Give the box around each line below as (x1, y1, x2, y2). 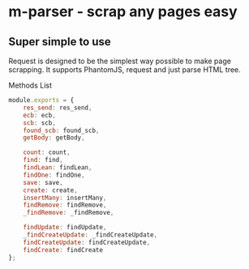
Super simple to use (8, 35, 111, 49)
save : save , (23, 178, 63, 186)
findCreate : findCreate (23, 246, 104, 254)
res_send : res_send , (23, 104, 92, 112)
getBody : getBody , (23, 134, 85, 142)
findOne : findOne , (23, 171, 85, 179)
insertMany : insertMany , (23, 194, 107, 202)
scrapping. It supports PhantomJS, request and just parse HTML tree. (8, 65, 241, 75)
